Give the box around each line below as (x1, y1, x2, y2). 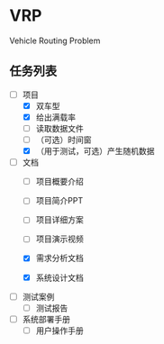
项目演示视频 (35, 233, 84, 244)
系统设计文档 (35, 272, 84, 283)
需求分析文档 (35, 253, 84, 264)
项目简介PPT (35, 195, 84, 206)
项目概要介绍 (35, 177, 84, 187)
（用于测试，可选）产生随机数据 (35, 146, 155, 157)
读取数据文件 (35, 122, 84, 133)
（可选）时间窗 (35, 134, 92, 145)
